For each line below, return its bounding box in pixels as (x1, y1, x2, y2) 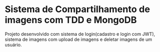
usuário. (5, 41, 22, 47)
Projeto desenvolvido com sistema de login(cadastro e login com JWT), (5, 31, 155, 37)
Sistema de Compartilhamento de (5, 4, 150, 15)
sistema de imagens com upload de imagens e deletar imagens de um (5, 36, 152, 42)
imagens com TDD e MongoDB (5, 14, 137, 26)
